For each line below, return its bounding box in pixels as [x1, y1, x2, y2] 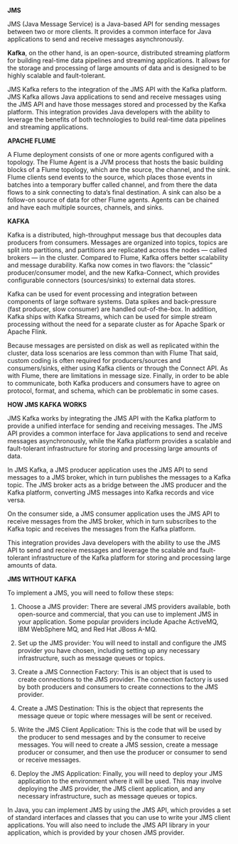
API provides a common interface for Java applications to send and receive [7, 429, 227, 438]
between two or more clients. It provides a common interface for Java [7, 28, 212, 36]
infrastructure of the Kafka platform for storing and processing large [31, 553, 231, 562]
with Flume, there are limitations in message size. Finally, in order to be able [7, 372, 229, 379]
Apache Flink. [7, 328, 48, 336]
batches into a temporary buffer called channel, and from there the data [7, 180, 218, 189]
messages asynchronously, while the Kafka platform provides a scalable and [7, 437, 232, 445]
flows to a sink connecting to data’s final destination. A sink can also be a [7, 188, 222, 196]
